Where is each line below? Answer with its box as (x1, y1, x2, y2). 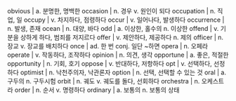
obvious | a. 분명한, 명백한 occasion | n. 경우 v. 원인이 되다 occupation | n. (7, 7, 216, 15)
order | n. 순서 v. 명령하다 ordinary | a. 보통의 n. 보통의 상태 (14, 86, 180, 94)
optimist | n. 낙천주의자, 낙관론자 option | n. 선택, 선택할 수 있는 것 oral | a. (20, 68, 227, 76)
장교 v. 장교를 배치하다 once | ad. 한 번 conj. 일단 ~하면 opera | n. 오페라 (7, 42, 209, 50)
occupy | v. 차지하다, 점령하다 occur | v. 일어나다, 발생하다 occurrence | (23, 15, 225, 24)
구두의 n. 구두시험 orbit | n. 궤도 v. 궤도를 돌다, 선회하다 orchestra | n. (7, 77, 200, 85)
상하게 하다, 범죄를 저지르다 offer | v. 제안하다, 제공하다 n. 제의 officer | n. (20, 33, 223, 41)
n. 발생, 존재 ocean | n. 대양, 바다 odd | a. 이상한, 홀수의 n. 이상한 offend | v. (7, 25, 219, 32)
